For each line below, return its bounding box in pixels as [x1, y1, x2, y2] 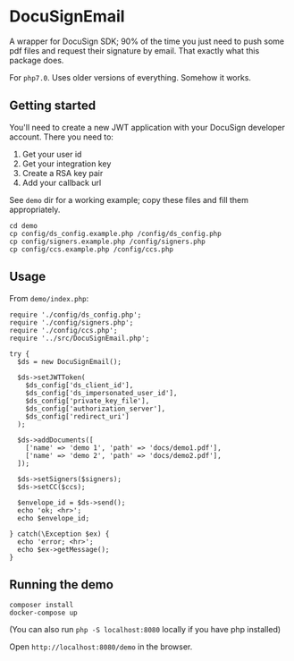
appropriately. [9, 204, 61, 215]
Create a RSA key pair [21, 167, 104, 178]
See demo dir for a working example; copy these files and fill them [9, 194, 248, 205]
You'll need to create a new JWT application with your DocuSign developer [9, 122, 286, 132]
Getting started [9, 98, 97, 114]
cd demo [9, 221, 38, 230]
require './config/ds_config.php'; [9, 310, 142, 319]
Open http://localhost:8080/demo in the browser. [9, 641, 193, 652]
